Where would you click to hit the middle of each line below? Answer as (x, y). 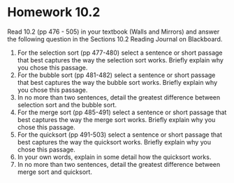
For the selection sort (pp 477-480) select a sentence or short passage (120, 53)
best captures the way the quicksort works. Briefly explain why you (114, 142)
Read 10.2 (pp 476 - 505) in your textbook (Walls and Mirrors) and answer (114, 32)
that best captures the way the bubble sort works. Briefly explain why (117, 82)
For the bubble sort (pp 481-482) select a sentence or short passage (116, 75)
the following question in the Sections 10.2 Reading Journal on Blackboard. (115, 39)
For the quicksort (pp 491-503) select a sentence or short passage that (119, 135)
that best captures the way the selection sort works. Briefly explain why (120, 60)
